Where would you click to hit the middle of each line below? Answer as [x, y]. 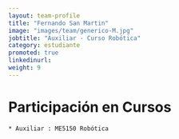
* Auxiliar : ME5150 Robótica [59, 129]
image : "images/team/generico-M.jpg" [71, 30]
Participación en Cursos [90, 107]
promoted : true [34, 53]
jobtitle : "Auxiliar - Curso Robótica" [75, 38]
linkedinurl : [30, 61]
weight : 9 [25, 68]
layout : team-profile [44, 16]
